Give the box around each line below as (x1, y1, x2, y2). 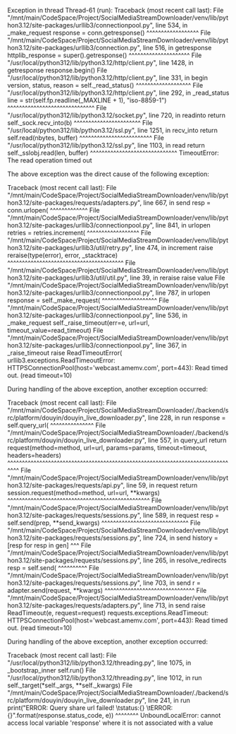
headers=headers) (7, 451, 62, 459)
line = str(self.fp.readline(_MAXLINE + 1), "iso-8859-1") (7, 96, 167, 105)
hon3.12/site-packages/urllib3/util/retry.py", (7, 244, 134, 251)
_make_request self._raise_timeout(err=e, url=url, (7, 319, 150, 327)
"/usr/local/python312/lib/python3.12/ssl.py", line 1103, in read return (7, 141, 206, 149)
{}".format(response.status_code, (7, 711, 104, 719)
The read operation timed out (7, 156, 93, 165)
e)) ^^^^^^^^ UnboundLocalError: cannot (105, 711, 221, 719)
